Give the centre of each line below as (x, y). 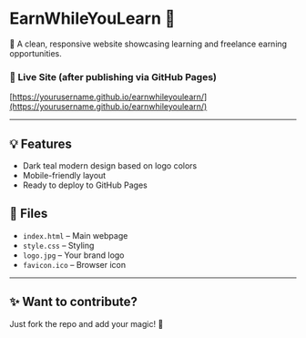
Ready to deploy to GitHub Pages (85, 185)
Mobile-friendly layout (64, 176)
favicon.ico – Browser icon (74, 264)
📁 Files (29, 214)
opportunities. (36, 53)
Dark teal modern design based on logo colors (110, 166)
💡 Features (41, 143)
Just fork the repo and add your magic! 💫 (87, 323)
